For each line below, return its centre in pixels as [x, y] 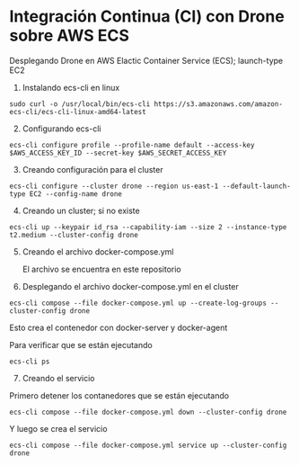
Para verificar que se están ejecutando [81, 344]
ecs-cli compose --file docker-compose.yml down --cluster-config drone [148, 412]
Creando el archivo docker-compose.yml [98, 251]
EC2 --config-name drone [76, 194]
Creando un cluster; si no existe [81, 210]
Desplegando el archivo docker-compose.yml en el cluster [131, 286]
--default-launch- [257, 186]
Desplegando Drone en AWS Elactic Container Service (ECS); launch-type [146, 60]
